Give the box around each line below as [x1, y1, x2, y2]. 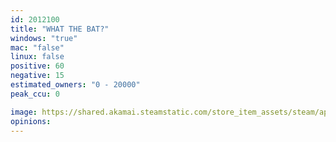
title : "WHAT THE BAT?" [10, 24, 110, 34]
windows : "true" [10, 33, 78, 43]
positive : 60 [10, 61, 65, 71]
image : [10, 107, 38, 117]
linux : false [10, 52, 65, 62]
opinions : [10, 116, 52, 126]
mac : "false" [10, 42, 65, 53]
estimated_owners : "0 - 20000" [10, 80, 141, 90]
